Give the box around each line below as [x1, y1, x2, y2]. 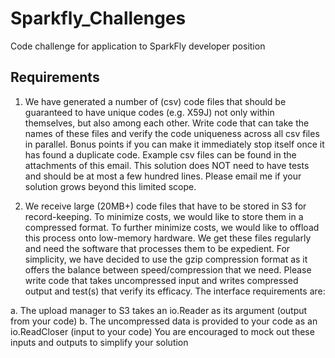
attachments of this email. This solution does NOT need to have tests [24, 159, 310, 171]
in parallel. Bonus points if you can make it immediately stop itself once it [24, 138, 325, 150]
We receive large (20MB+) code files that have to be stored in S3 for [24, 200, 307, 212]
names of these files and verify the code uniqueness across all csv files [24, 127, 320, 139]
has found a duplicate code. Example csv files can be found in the [24, 148, 297, 161]
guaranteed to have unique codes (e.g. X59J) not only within [24, 106, 275, 118]
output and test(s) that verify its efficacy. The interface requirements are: [24, 285, 326, 297]
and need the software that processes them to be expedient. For [24, 242, 291, 254]
